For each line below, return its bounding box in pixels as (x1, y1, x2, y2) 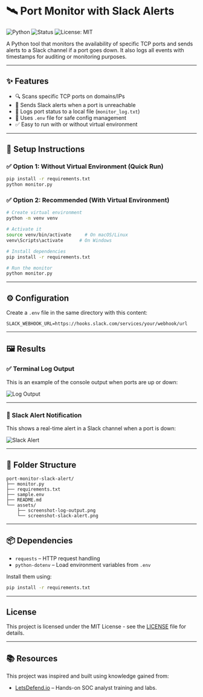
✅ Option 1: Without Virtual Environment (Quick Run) (6, 162, 164, 171)
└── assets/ (6, 502, 36, 508)
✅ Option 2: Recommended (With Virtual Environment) (6, 196, 170, 205)
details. (6, 629, 25, 636)
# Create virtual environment (6, 209, 83, 216)
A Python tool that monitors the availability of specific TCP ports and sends (6, 40, 193, 47)
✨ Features (6, 76, 49, 87)
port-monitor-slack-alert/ (6, 476, 74, 482)
